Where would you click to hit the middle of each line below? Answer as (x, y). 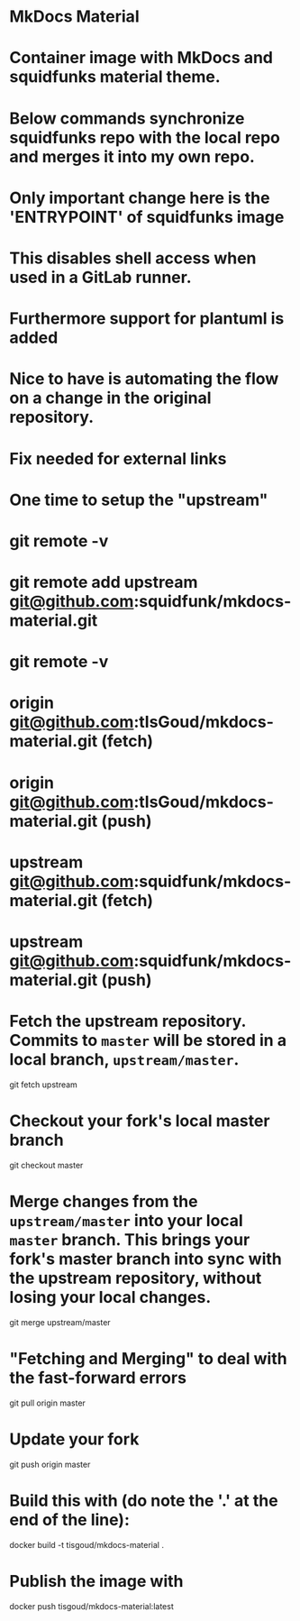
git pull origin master (47, 1403)
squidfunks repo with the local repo (145, 137)
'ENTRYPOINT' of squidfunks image (147, 217)
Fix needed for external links (118, 458)
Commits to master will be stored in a (148, 1041)
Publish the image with (96, 1581)
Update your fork (74, 1439)
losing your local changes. (110, 1298)
